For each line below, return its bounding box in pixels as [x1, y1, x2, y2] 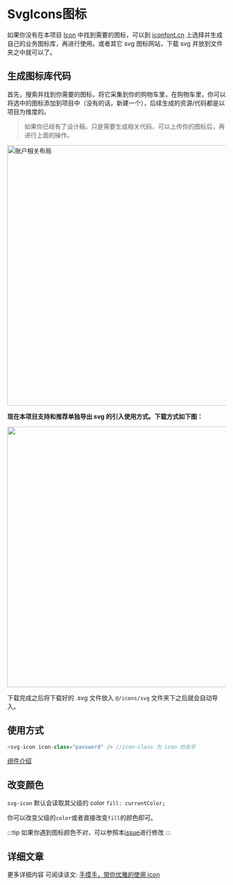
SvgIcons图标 [7, 6, 87, 22]
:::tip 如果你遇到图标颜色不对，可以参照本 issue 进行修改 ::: [7, 828, 171, 837]
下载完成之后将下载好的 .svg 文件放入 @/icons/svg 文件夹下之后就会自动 [7, 693, 213, 702]
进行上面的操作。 [24, 131, 74, 139]
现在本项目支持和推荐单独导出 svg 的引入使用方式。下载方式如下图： [7, 412, 203, 420]
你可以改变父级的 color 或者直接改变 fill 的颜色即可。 [7, 813, 157, 822]
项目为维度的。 [7, 107, 50, 115]
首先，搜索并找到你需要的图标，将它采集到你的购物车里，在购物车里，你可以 [7, 90, 226, 98]
